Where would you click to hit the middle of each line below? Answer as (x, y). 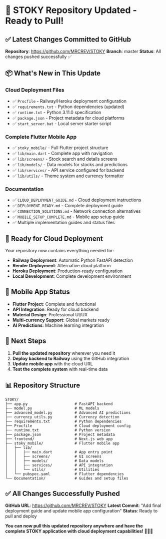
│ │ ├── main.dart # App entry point (59, 452)
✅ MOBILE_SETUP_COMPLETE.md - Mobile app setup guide (68, 217)
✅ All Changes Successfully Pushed (62, 493)
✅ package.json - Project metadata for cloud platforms (68, 118)
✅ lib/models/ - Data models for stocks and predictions (70, 164)
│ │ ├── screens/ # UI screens (53, 456)
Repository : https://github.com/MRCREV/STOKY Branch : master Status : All (83, 51)
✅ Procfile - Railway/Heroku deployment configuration (69, 101)
